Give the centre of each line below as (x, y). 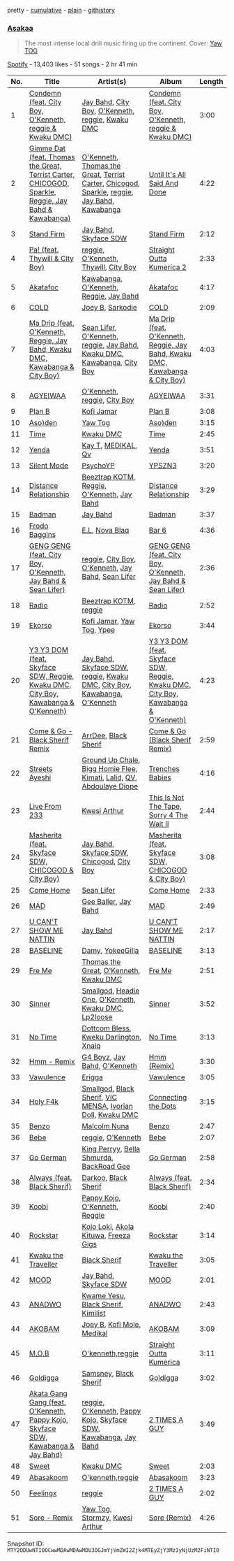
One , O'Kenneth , (109, 1000)
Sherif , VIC (99, 1098)
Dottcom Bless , (107, 1028)
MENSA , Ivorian (108, 1106)
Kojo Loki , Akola (108, 1227)
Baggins (42, 535)
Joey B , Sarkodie (109, 308)
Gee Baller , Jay (107, 902)
